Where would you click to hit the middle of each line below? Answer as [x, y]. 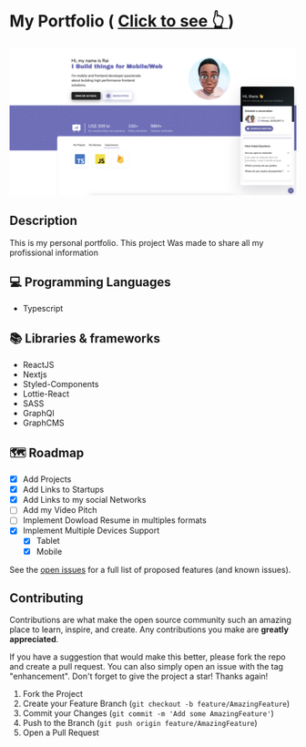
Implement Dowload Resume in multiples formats [114, 520]
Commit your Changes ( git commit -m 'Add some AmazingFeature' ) [148, 713]
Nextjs [35, 374]
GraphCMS [44, 423]
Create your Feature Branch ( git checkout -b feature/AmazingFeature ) [156, 704]
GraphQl [38, 414]
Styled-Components [61, 384]
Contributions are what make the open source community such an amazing [150, 620]
